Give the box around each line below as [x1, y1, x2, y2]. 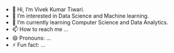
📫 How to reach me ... [12, 26, 69, 33]
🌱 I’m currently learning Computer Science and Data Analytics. [12, 19, 169, 26]
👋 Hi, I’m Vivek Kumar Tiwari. [12, 6, 85, 13]
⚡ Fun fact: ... [12, 41, 45, 48]
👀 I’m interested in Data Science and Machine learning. [12, 12, 149, 19]
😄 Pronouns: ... [12, 34, 52, 41]
